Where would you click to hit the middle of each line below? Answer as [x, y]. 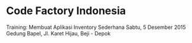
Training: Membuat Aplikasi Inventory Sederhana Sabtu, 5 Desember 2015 [96, 27]
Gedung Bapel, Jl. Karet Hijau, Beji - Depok [58, 33]
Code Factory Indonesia [66, 11]
